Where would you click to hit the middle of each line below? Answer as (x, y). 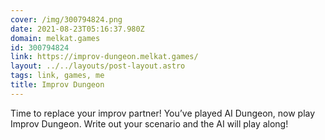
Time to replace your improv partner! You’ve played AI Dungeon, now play (163, 113)
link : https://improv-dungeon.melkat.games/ (104, 57)
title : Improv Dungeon (57, 85)
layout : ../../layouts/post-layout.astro (98, 66)
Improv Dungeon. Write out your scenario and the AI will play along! (149, 123)
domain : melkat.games (55, 38)
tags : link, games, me (57, 76)
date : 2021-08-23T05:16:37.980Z (77, 29)
